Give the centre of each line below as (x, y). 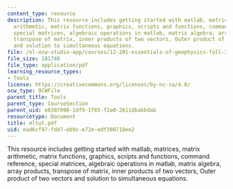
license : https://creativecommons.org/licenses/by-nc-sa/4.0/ (99, 84)
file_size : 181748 (34, 59)
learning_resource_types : (44, 71)
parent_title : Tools (37, 98)
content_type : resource (42, 13)
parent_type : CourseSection (48, 104)
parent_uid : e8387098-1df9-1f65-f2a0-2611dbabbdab (82, 110)
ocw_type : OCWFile (34, 91)
